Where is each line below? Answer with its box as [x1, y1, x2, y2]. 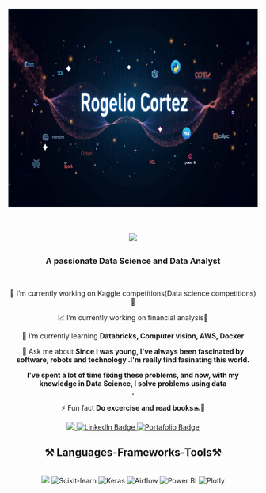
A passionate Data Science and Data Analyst [45, 255, 221, 266]
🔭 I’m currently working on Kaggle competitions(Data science [9, 289, 210, 298]
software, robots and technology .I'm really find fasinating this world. [16, 355, 250, 365]
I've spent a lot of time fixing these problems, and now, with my [27, 370, 239, 380]
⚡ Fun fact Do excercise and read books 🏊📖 [60, 403, 206, 413]
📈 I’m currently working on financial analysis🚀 [57, 313, 209, 323]
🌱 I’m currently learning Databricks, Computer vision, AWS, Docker [21, 331, 245, 341]
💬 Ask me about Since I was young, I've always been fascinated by [21, 346, 245, 357]
